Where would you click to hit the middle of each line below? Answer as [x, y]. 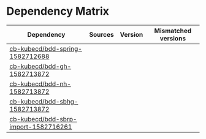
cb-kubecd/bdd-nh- [40, 84]
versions [173, 38]
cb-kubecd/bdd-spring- [46, 48]
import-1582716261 [41, 127]
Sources [101, 34]
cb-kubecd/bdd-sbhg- [44, 101]
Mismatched [173, 31]
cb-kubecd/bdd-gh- [40, 66]
